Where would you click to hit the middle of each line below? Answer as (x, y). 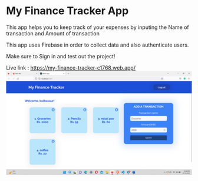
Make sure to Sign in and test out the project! (61, 56)
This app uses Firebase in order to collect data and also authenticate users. (98, 45)
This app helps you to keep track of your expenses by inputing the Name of (98, 27)
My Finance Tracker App (67, 11)
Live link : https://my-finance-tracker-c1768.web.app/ (71, 68)
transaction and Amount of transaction (53, 33)
